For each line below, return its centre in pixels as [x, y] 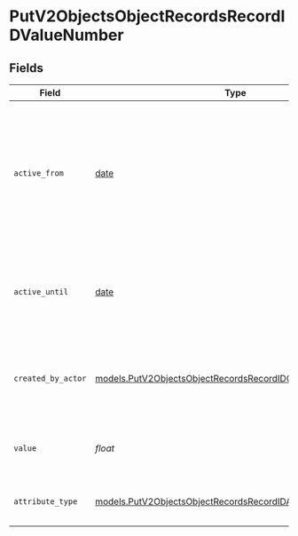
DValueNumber [67, 35]
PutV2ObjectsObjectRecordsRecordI [147, 16]
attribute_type [46, 502]
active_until [41, 292]
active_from [39, 173]
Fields [27, 68]
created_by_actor [50, 378]
